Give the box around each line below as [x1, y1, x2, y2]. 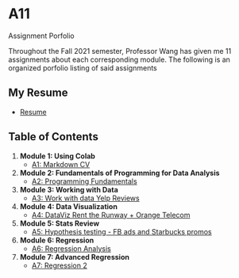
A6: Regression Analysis [31, 243, 111, 253]
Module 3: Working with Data [19, 185, 119, 194]
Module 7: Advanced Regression [19, 252, 129, 261]
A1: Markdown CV [31, 159, 91, 169]
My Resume [8, 86, 68, 100]
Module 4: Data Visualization [19, 201, 118, 211]
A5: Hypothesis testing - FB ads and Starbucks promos [31, 227, 212, 236]
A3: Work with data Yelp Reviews [31, 193, 141, 203]
